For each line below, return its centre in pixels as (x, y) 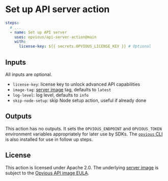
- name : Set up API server (38, 32)
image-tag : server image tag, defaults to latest (62, 89)
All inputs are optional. (29, 74)
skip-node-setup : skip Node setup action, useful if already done (79, 100)
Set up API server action (58, 9)
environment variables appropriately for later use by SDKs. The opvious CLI (84, 134)
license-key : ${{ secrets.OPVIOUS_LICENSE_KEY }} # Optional (85, 47)
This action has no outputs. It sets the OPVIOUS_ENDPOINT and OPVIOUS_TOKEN (83, 128)
